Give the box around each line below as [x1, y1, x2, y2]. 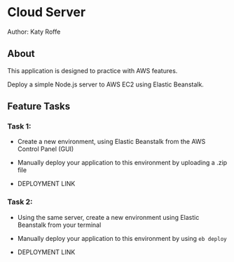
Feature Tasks [7, 100, 71, 112]
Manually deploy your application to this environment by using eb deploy [17, 234, 227, 242]
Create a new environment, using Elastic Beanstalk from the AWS [17, 138, 206, 146]
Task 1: [7, 122, 32, 131]
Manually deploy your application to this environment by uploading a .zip [17, 159, 228, 167]
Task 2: [7, 197, 33, 207]
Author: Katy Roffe [7, 27, 61, 36]
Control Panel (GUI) [17, 145, 74, 153]
